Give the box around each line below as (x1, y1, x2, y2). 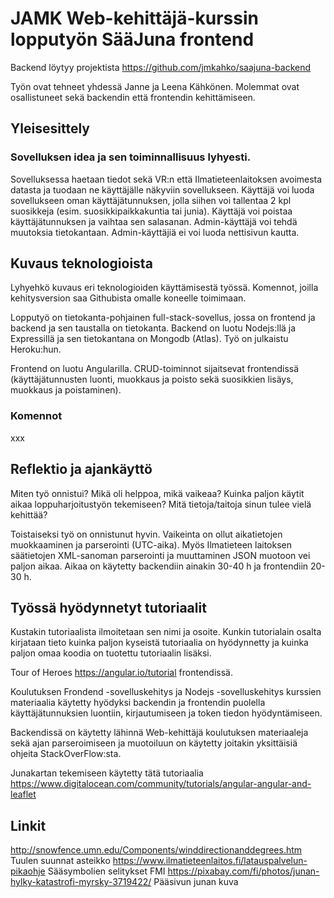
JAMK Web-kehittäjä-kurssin (10, 7, 259, 30)
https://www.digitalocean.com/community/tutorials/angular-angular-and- (10, 778, 312, 790)
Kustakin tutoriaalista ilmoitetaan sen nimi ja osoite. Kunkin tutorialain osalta (10, 626, 322, 638)
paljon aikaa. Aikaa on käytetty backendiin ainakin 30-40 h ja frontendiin (10, 560, 309, 572)
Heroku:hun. (10, 343, 62, 356)
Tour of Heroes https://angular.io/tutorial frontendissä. (10, 667, 233, 679)
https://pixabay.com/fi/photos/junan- (167, 865, 320, 877)
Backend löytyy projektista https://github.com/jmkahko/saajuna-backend (10, 61, 312, 73)
